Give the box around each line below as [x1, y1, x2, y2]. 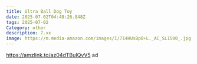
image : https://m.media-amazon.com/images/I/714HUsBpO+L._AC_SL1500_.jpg [6, 35, 192, 41]
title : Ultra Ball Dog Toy [6, 8, 73, 15]
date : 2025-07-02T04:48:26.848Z [6, 14, 86, 20]
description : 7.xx [6, 30, 51, 36]
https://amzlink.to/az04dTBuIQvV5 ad [6, 52, 98, 58]
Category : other [6, 24, 46, 31]
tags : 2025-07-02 [6, 19, 49, 25]
